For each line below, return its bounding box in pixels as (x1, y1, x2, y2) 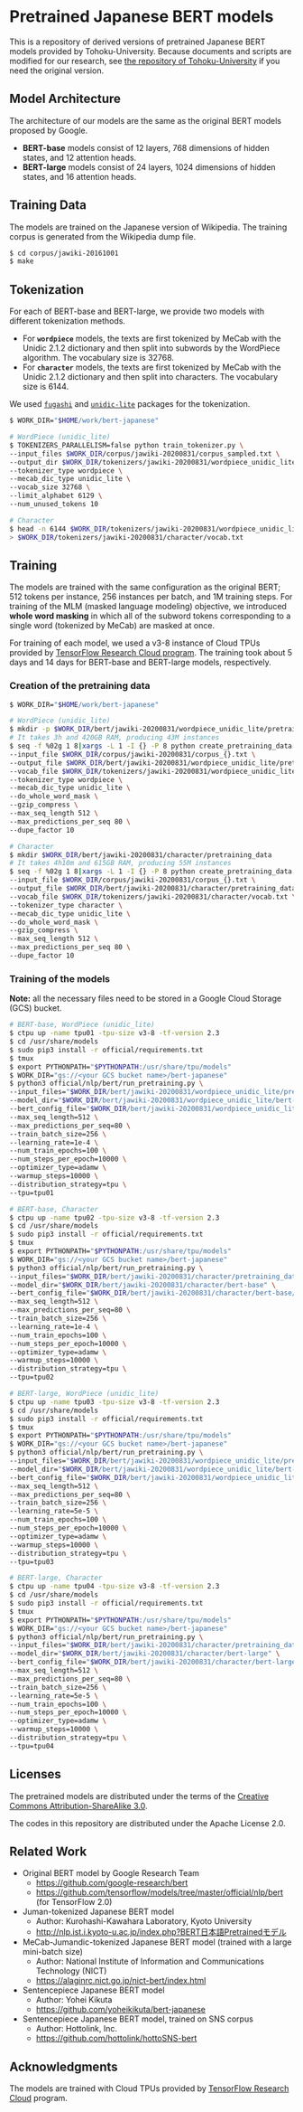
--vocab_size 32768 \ (9, 483, 91, 492)
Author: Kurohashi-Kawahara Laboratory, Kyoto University (35, 1916, 252, 1927)
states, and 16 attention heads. (22, 171, 137, 182)
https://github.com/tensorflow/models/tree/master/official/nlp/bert (35, 1887, 284, 1898)
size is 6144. (22, 382, 69, 392)
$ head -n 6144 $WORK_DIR (9, 524, 106, 533)
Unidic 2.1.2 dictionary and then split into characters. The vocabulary (22, 372, 279, 382)
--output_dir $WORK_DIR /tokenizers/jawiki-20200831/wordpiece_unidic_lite (9, 457, 297, 467)
